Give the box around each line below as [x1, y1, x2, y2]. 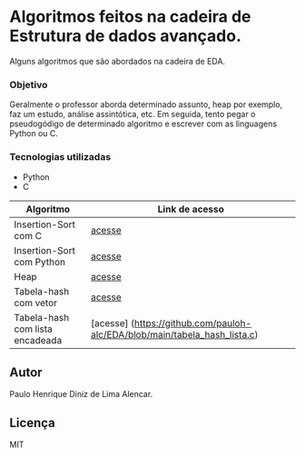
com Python [14, 255, 66, 268]
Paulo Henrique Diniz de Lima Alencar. [9, 389, 153, 400]
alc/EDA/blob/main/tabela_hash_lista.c [90, 328, 256, 341]
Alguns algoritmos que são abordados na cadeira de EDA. [9, 55, 225, 66]
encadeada [14, 333, 63, 346]
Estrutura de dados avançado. [9, 25, 242, 46]
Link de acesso [157, 203, 225, 215]
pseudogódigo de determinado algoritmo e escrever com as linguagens [9, 118, 278, 129]
